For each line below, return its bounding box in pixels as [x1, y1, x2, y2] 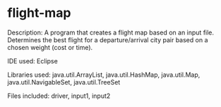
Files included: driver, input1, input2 [7, 92, 111, 100]
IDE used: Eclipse [7, 56, 58, 65]
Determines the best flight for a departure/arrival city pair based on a [7, 35, 208, 44]
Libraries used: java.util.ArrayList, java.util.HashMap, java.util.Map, [7, 70, 201, 79]
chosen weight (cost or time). [7, 43, 93, 51]
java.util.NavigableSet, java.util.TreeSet [7, 77, 121, 86]
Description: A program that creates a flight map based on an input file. [7, 28, 214, 37]
